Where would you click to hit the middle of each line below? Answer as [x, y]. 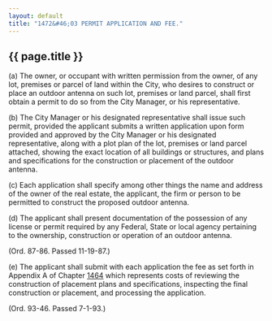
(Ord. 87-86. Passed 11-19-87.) [60, 251]
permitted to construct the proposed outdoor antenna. [99, 202]
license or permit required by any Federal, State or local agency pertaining [133, 227]
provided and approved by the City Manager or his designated [112, 135]
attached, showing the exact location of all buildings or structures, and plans [136, 152]
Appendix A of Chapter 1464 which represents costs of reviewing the [124, 275]
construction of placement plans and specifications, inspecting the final [128, 284]
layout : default [36, 16]
